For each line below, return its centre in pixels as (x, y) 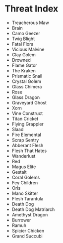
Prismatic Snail (27, 76)
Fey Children (25, 183)
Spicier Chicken (28, 230)
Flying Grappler (28, 124)
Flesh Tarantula (28, 198)
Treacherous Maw (30, 23)
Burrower (21, 220)
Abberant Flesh (28, 145)
